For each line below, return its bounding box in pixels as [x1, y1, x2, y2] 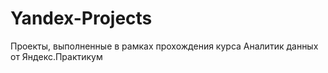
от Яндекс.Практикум [10, 50, 103, 62]
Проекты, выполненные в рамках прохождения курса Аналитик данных [10, 40, 319, 52]
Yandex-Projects [10, 7, 153, 30]
